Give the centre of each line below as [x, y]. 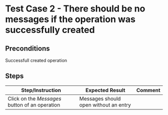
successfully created [50, 30]
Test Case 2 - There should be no [75, 9]
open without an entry [105, 104]
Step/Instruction [41, 90]
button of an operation [34, 104]
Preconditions [27, 48]
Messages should [100, 98]
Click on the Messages [34, 98]
